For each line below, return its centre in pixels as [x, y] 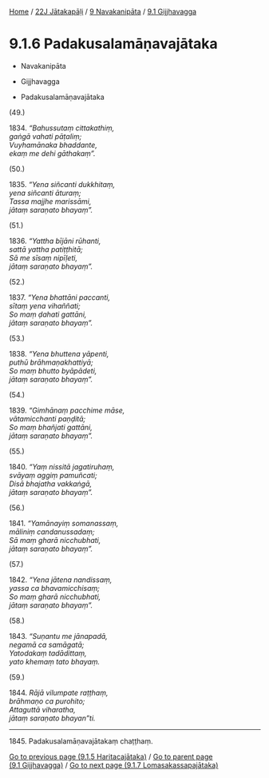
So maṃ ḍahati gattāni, [48, 314]
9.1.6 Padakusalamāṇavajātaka [113, 44]
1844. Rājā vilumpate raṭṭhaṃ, [59, 692]
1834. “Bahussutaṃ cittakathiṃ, [62, 128]
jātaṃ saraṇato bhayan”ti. [52, 718]
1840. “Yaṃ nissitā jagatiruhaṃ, [62, 466]
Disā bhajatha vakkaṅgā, [51, 484]
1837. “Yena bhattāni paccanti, [60, 297]
